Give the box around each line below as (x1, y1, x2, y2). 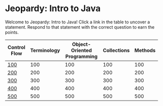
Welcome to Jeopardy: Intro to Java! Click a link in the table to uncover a (5, 19, 150, 25)
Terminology (30, 47, 61, 53)
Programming (65, 53, 98, 60)
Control (7, 44, 26, 51)
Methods (134, 47, 156, 53)
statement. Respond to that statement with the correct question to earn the (5, 24, 155, 30)
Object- (72, 41, 91, 48)
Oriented (71, 47, 92, 53)
